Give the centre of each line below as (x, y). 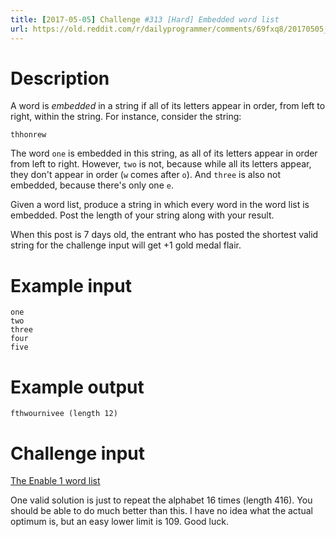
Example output (77, 387)
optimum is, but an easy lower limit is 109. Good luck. (119, 522)
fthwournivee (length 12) (64, 414)
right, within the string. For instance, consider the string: (126, 117)
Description (60, 78)
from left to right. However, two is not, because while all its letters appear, (161, 164)
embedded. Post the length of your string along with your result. (142, 215)
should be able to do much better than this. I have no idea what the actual (161, 511)
